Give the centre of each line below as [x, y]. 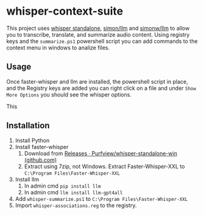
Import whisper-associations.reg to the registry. [76, 205]
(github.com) [40, 159]
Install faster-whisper [42, 147]
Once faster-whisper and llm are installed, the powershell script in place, [97, 81]
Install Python [32, 140]
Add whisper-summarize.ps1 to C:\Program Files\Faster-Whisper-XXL [101, 199]
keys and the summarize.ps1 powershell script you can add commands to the [102, 41]
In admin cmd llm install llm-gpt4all [73, 192]
